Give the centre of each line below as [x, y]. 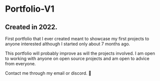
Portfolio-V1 [30, 9]
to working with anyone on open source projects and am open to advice [77, 59]
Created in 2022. [31, 27]
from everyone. [20, 64]
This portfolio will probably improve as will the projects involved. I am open [80, 53]
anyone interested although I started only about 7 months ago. [68, 44]
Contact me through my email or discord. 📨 [48, 73]
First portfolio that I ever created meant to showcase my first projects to [77, 39]
